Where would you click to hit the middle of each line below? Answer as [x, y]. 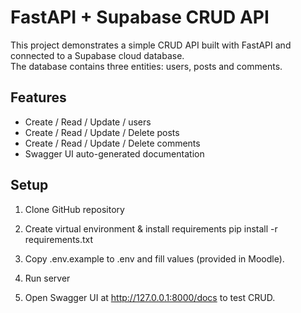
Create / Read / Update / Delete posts [102, 132]
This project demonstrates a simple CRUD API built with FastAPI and [151, 45]
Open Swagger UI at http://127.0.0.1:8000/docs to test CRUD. [150, 297]
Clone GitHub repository [74, 209]
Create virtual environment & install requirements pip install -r [151, 228]
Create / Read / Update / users [88, 122]
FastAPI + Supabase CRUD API [140, 17]
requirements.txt [59, 239]
